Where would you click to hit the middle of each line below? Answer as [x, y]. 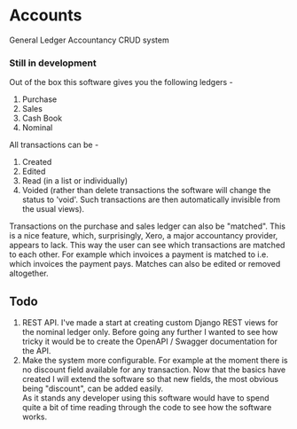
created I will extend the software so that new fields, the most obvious [150, 379]
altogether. [29, 273]
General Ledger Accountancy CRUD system [90, 40]
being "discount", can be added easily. [93, 389]
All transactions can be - [54, 145]
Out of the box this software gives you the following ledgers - [121, 82]
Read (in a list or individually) [75, 181]
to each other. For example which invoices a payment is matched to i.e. [139, 254]
